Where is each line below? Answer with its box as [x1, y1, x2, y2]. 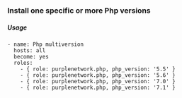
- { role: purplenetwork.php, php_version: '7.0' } [20, 78, 176, 85]
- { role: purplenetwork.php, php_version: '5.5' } [20, 66, 176, 73]
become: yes [13, 53, 50, 60]
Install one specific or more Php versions [7, 6, 151, 16]
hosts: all [13, 47, 46, 54]
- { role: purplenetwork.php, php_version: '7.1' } [20, 84, 176, 91]
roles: [13, 59, 33, 66]
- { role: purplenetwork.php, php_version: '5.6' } [20, 71, 176, 79]
